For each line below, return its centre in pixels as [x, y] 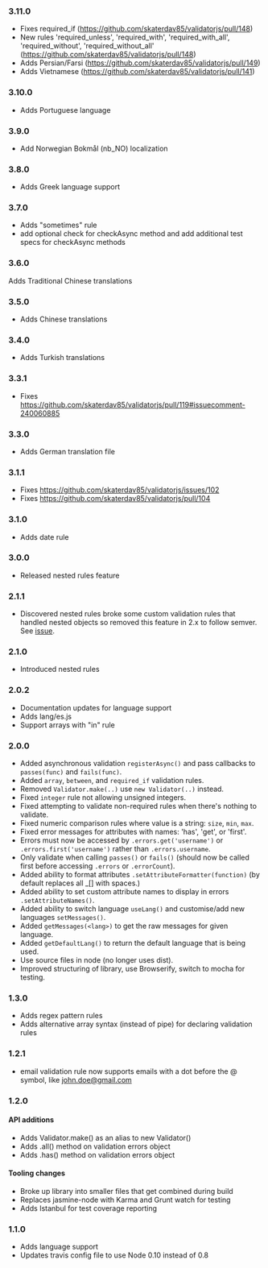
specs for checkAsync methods [73, 242]
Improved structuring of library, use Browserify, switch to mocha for [132, 969]
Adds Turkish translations [62, 358]
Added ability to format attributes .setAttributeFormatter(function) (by [140, 875]
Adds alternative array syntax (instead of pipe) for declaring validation [136, 1024]
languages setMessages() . [63, 918]
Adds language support [59, 1247]
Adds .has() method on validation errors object [97, 1154]
